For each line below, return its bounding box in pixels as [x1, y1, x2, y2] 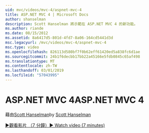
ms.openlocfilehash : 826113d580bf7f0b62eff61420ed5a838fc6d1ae [5, 49, 140, 54]
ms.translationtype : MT [5, 59, 55, 64]
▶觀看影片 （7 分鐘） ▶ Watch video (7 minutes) [5, 122, 105, 128]
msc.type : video [5, 45, 39, 50]
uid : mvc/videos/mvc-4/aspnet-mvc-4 [5, 7, 82, 13]
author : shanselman [5, 17, 46, 22]
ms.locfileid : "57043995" [5, 73, 59, 78]
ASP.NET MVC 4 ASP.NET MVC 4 [5, 94, 144, 106]
